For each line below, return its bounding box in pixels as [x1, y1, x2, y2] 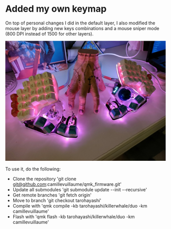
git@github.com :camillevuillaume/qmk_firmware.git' [12, 181, 122, 187]
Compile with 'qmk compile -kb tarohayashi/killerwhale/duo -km [12, 203, 148, 209]
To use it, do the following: [5, 166, 61, 172]
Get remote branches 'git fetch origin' [12, 192, 92, 198]
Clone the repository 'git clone [12, 176, 76, 182]
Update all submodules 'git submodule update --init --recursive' [12, 187, 148, 193]
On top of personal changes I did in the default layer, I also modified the [5, 20, 155, 26]
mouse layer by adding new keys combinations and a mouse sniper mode [5, 25, 159, 31]
